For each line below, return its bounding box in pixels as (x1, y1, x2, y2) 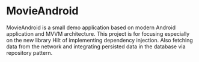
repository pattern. (6, 49, 53, 56)
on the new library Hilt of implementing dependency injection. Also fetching (6, 36, 194, 44)
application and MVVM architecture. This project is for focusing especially (6, 30, 190, 37)
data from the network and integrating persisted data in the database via (6, 43, 186, 50)
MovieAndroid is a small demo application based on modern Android (6, 24, 176, 31)
